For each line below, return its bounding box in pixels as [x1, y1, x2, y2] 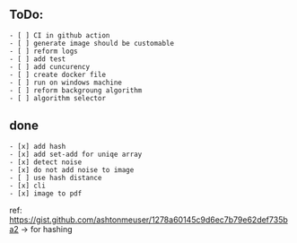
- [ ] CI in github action [9, 30, 110, 39]
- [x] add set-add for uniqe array [9, 150, 143, 159]
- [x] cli [9, 181, 47, 190]
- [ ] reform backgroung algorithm [9, 85, 143, 95]
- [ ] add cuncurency [9, 62, 91, 71]
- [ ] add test [9, 54, 66, 64]
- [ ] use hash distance [9, 173, 102, 182]
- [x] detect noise [9, 157, 83, 167]
